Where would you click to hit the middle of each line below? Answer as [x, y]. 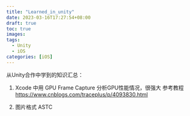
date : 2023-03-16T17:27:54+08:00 [49, 18]
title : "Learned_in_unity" [40, 12]
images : [16, 34]
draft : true [21, 23]
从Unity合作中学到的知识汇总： [45, 75]
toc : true [19, 29]
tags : [13, 40]
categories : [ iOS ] [29, 57]
